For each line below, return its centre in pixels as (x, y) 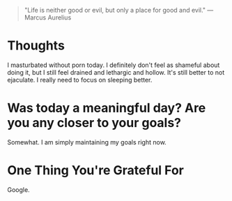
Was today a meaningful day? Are (107, 108)
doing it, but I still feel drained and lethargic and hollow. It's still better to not (116, 72)
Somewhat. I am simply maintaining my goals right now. (87, 142)
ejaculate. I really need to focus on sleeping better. (80, 80)
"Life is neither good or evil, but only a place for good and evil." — (119, 10)
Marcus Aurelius (48, 17)
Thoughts (36, 46)
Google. (18, 189)
